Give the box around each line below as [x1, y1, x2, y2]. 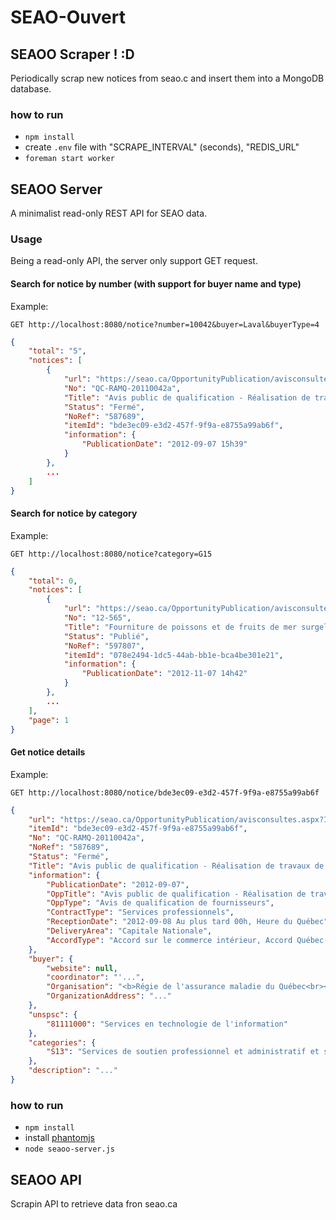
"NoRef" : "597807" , [63, 641, 145, 651]
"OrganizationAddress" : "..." [46, 991, 172, 1001]
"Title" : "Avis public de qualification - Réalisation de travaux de [28, 861, 325, 871]
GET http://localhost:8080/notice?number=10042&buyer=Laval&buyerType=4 [10, 319, 320, 330]
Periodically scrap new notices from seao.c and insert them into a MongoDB [10, 72, 325, 84]
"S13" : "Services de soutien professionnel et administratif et [46, 1047, 320, 1057]
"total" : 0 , [28, 576, 78, 586]
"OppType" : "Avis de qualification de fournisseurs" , [46, 898, 275, 908]
